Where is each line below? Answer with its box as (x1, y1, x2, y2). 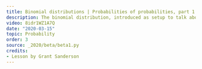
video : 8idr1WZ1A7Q (6, 20, 55, 26)
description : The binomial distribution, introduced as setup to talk (6, 14, 187, 20)
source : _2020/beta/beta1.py (6, 43, 79, 49)
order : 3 (6, 37, 28, 43)
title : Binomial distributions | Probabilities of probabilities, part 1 (6, 8, 195, 15)
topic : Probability (6, 31, 55, 37)
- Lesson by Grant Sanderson (6, 53, 79, 59)
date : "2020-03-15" (6, 25, 55, 32)
